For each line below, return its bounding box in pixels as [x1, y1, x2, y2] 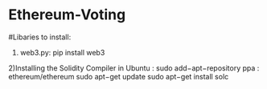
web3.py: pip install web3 [19, 47, 105, 57]
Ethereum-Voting [8, 6, 126, 24]
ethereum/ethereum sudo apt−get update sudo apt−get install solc [8, 71, 229, 81]
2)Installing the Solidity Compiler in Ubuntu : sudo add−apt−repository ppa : [8, 63, 260, 73]
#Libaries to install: [8, 32, 72, 42]
